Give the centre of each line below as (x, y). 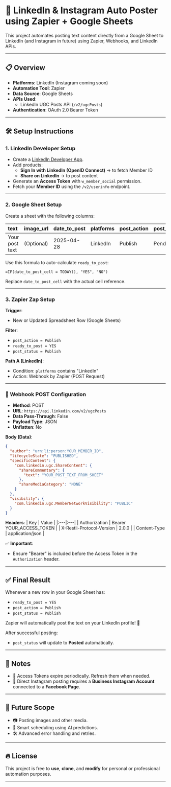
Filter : (12, 330)
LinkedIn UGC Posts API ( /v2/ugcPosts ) (61, 104)
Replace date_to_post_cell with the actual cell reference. (65, 281)
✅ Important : (19, 543)
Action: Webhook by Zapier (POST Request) (59, 376)
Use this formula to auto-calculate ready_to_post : (57, 262)
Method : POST (28, 405)
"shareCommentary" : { (42, 470)
